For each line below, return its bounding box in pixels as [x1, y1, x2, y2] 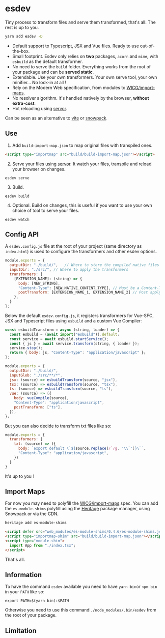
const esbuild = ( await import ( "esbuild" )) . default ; [9, 332, 120, 337]
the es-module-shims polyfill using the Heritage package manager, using [5, 506, 150, 512]
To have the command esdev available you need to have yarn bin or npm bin [5, 583, 157, 590]
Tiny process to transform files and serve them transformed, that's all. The [5, 19, 156, 25]
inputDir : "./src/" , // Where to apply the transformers [9, 267, 129, 272]
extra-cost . [12, 100, 36, 106]
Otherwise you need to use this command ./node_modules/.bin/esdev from [5, 607, 157, 613]
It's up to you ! [5, 473, 34, 479]
